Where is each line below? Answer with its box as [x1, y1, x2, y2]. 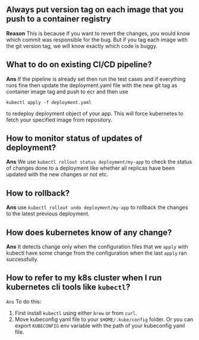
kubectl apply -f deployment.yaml [6, 99, 92, 106]
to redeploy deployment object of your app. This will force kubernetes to [6, 110, 184, 117]
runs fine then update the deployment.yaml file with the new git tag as [6, 81, 178, 88]
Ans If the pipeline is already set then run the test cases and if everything [6, 75, 186, 82]
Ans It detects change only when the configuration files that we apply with [6, 243, 188, 250]
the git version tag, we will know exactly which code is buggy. [6, 42, 157, 49]
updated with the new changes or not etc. [6, 171, 109, 178]
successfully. [6, 256, 39, 263]
